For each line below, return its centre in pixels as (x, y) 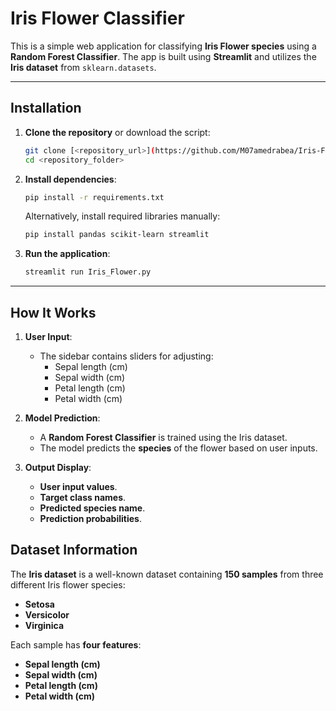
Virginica (44, 625)
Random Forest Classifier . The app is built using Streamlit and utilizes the (163, 56)
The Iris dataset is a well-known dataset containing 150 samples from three (167, 574)
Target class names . (83, 497)
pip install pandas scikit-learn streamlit (117, 235)
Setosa (39, 604)
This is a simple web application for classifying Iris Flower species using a (163, 46)
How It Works (53, 312)
